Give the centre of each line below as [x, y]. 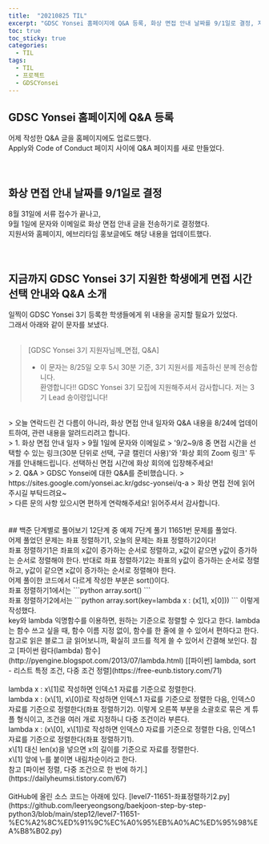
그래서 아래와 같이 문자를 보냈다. [59, 324]
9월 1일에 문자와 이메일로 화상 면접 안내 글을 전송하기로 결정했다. [109, 224]
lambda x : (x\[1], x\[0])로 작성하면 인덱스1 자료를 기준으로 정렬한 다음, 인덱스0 [132, 699]
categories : [28, 46]
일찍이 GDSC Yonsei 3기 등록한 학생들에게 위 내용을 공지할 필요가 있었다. [123, 314]
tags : [17, 61]
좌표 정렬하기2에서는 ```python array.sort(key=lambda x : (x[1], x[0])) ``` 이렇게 [134, 600]
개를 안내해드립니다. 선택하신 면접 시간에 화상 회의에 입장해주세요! [111, 463]
